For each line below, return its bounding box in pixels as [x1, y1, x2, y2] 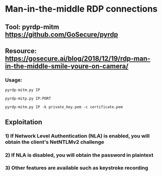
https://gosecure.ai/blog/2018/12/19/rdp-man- [5, 54, 151, 63]
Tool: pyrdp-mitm [5, 23, 59, 31]
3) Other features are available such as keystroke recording [5, 164, 148, 171]
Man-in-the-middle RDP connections [5, 3, 158, 15]
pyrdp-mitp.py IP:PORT [5, 96, 51, 101]
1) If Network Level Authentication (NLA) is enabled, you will [5, 132, 150, 139]
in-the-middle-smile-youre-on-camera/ [5, 62, 129, 70]
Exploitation [5, 118, 42, 126]
